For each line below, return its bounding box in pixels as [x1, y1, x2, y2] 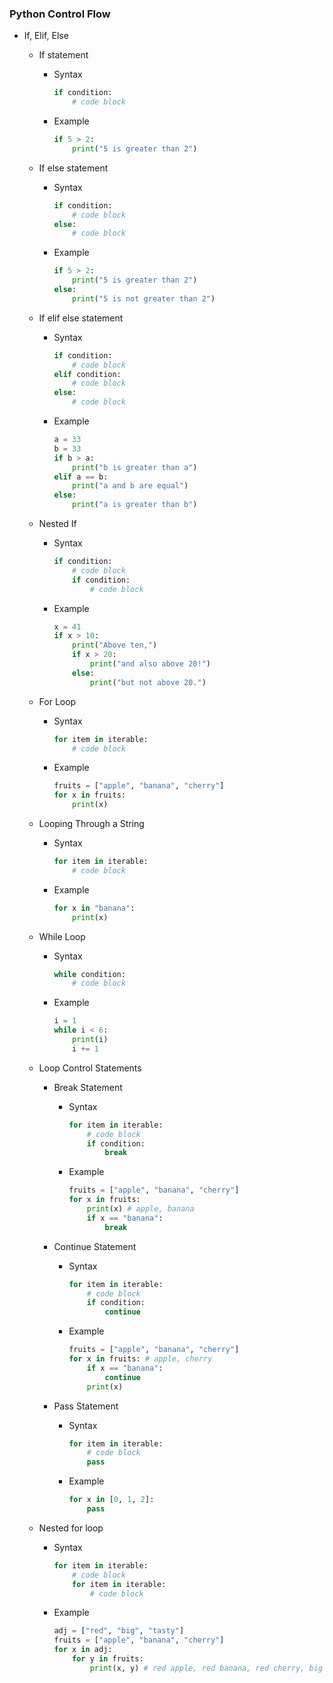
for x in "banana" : [53, 903, 136, 913]
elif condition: [53, 369, 122, 379]
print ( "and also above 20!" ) [89, 659, 211, 669]
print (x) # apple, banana [86, 1204, 195, 1214]
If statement [38, 49, 89, 61]
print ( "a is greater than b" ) [72, 500, 198, 510]
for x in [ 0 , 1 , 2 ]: [68, 1495, 155, 1505]
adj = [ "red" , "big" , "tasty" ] [53, 1626, 185, 1636]
